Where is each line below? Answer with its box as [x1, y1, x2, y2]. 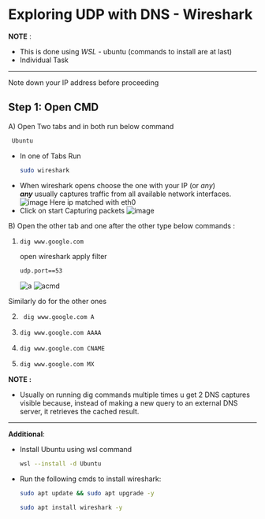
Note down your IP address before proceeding [8, 77, 159, 87]
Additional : [8, 429, 45, 439]
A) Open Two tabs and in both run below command [8, 121, 174, 131]
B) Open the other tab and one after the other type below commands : [8, 221, 235, 230]
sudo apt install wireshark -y [19, 503, 123, 511]
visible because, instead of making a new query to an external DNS [19, 398, 238, 407]
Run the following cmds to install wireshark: [19, 474, 162, 484]
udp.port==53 [19, 267, 63, 275]
